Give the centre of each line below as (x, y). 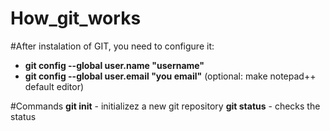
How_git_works (76, 18)
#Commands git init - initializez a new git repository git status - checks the (165, 106)
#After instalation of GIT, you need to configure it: (112, 46)
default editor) (54, 86)
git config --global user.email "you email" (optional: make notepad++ (170, 76)
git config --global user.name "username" (114, 65)
